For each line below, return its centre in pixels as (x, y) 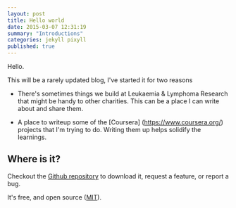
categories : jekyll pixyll (47, 40)
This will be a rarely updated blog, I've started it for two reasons (100, 80)
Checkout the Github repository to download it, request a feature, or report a (118, 176)
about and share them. (50, 109)
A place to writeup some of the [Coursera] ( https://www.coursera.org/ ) (120, 122)
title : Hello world (36, 20)
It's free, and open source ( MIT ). (55, 197)
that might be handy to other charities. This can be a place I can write (118, 101)
